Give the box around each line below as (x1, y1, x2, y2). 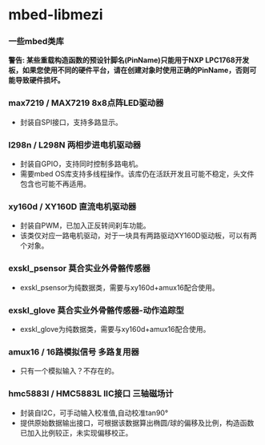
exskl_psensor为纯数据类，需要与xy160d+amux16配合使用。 (19, 282, 220, 292)
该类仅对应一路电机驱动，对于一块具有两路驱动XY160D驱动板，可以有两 (19, 231, 258, 241)
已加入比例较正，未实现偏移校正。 (19, 427, 133, 438)
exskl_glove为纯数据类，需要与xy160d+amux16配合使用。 (19, 324, 211, 334)
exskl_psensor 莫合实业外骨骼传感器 (8, 263, 151, 274)
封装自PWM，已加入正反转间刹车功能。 (19, 220, 151, 230)
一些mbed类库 (8, 36, 64, 47)
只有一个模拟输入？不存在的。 (19, 366, 118, 376)
